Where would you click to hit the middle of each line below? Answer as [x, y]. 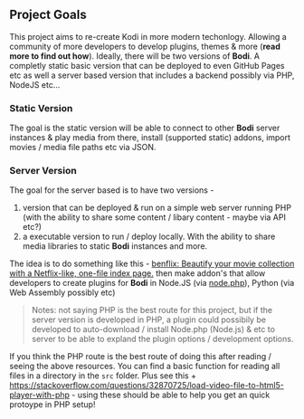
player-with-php [40, 395]
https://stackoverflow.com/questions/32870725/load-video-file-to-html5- [147, 386]
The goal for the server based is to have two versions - [112, 190]
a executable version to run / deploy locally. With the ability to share [149, 237]
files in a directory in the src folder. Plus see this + [103, 376]
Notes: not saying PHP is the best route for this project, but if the [152, 310]
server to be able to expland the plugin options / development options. [162, 339]
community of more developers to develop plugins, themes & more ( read [145, 46]
